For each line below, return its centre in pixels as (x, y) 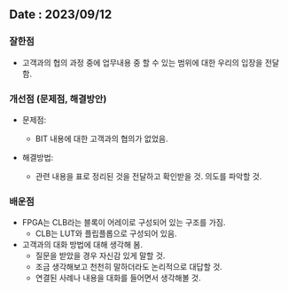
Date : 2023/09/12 (61, 15)
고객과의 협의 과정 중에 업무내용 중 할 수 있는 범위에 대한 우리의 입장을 (142, 62)
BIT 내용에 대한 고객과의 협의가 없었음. (101, 138)
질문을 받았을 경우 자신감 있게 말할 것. (100, 256)
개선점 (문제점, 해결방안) (58, 98)
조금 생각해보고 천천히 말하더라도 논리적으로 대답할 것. (129, 267)
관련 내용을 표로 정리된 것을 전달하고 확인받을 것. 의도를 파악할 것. (148, 176)
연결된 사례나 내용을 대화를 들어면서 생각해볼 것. (118, 278)
